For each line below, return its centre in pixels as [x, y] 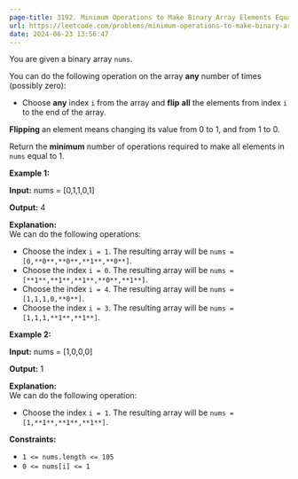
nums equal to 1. [37, 156]
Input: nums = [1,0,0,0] [51, 352]
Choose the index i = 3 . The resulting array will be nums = [128, 308]
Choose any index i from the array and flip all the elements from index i [155, 103]
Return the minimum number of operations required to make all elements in [147, 146]
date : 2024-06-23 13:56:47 [59, 34]
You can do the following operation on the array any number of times [135, 76]
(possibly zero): [38, 86]
